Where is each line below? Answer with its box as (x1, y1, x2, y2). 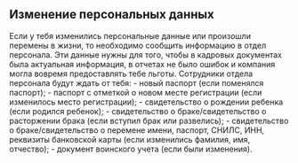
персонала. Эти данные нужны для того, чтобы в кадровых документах (9, 49, 283, 60)
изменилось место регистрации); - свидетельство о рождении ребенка (9, 97, 284, 107)
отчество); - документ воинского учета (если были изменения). (9, 144, 253, 154)
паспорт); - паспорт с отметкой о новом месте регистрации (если (9, 87, 262, 97)
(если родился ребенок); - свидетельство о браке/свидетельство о (9, 105, 267, 116)
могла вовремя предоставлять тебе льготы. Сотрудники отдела (9, 68, 254, 79)
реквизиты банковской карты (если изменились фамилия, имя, (9, 134, 251, 144)
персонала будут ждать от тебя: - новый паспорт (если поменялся (9, 77, 264, 88)
